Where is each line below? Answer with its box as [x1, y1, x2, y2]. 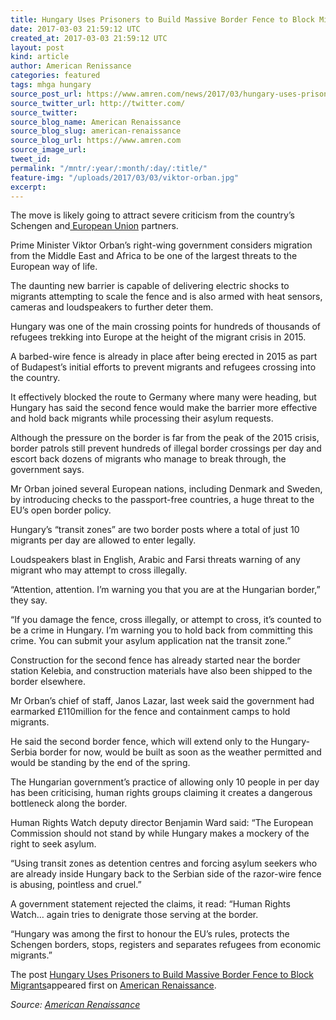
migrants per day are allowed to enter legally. [10, 534, 197, 546]
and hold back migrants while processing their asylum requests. [10, 412, 274, 425]
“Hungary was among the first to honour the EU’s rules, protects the [10, 928, 290, 940]
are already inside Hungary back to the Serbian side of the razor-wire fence [10, 868, 322, 880]
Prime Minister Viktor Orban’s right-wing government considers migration [10, 239, 313, 251]
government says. [10, 464, 85, 476]
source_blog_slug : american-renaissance [10, 126, 182, 136]
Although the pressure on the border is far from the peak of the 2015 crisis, [10, 432, 320, 444]
